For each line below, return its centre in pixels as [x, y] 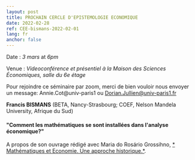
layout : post [22, 12]
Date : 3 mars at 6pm [32, 57]
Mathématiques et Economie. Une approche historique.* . [76, 151]
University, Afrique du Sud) [40, 111]
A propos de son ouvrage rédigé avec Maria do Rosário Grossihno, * [91, 144]
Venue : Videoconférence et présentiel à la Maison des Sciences [86, 69]
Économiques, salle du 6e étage [46, 75]
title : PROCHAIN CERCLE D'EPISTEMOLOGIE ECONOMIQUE [72, 17]
